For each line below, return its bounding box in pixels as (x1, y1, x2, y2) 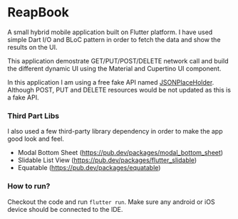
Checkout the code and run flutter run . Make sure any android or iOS (7, 197, 215, 206)
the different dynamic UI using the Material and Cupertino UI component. (7, 64, 222, 73)
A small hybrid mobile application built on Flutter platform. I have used (7, 28, 213, 36)
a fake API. (7, 93, 39, 102)
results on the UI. (7, 43, 58, 51)
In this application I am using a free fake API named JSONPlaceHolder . (7, 78, 214, 86)
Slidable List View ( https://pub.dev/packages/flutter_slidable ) (17, 156, 197, 164)
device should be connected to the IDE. (7, 205, 123, 213)
